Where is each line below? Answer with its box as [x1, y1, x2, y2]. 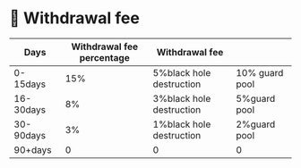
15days [13, 78, 47, 90]
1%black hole [152, 118, 211, 130]
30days [13, 103, 47, 115]
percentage [79, 51, 130, 63]
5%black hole [152, 66, 211, 79]
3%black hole [152, 92, 211, 105]
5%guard [236, 92, 276, 105]
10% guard [236, 66, 284, 79]
